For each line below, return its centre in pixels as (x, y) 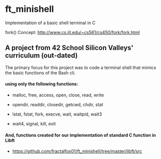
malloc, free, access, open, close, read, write (58, 95)
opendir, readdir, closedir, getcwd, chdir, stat (58, 104)
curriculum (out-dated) (41, 56)
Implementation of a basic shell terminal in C (50, 23)
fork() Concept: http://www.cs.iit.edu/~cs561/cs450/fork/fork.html (72, 32)
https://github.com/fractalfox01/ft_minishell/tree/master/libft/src (77, 151)
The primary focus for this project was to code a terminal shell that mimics (81, 67)
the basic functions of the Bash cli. (40, 73)
